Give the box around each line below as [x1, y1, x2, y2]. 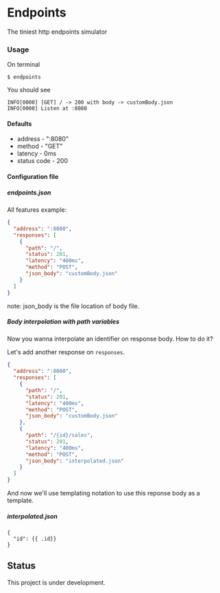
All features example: [7, 206, 67, 214]
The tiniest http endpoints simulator [7, 28, 108, 36]
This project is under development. [7, 578, 106, 586]
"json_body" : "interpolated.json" [25, 457, 125, 464]
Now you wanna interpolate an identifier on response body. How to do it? [7, 335, 214, 343]
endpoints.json [7, 188, 51, 197]
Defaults [7, 119, 32, 128]
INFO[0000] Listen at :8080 [7, 105, 88, 112]
